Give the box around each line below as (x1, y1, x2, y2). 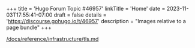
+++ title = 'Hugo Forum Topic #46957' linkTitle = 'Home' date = (6, 5, 166, 12)
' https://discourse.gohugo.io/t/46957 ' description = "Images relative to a (6, 18, 186, 24)
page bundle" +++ (6, 24, 52, 31)
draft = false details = (53, 11, 107, 18)
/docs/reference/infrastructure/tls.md (6, 36, 99, 42)
